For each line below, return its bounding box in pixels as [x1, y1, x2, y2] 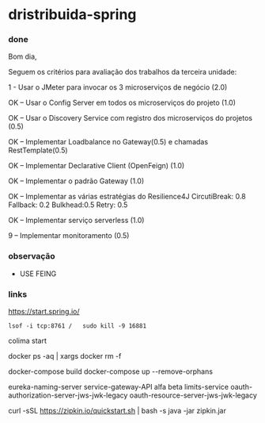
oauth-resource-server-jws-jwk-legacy [129, 390, 257, 400]
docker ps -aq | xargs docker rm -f [8, 352, 122, 361]
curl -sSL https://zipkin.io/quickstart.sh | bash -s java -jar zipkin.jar [8, 406, 227, 416]
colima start [8, 336, 47, 346]
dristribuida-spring [8, 6, 137, 24]
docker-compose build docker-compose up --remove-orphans [8, 367, 214, 376]
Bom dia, [8, 52, 37, 61]
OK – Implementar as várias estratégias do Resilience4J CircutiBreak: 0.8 [8, 192, 247, 202]
